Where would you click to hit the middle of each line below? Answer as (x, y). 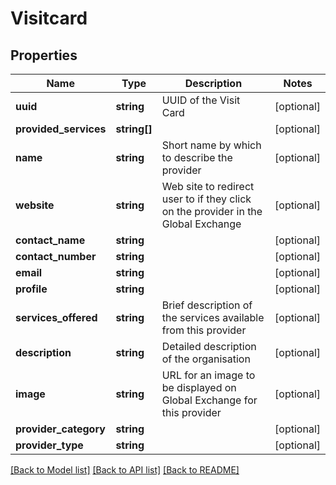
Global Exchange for (209, 400)
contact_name (50, 240)
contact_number (56, 256)
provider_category (60, 429)
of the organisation (206, 359)
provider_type (49, 445)
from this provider (204, 330)
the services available (213, 317)
